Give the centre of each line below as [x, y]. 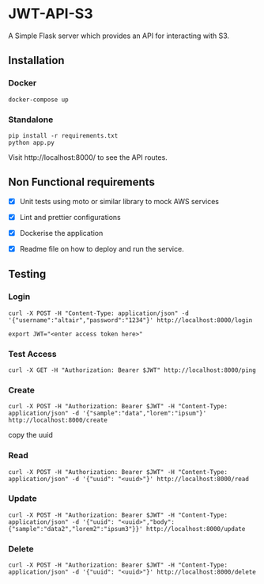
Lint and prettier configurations [70, 217]
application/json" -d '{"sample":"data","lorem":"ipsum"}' [107, 413]
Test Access [32, 354]
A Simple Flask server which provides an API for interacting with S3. [119, 36]
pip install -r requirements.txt [63, 135]
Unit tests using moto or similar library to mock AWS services [119, 201]
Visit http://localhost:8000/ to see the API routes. [88, 157]
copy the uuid [30, 435]
